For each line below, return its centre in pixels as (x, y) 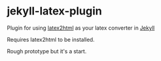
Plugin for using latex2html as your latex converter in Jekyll (81, 28)
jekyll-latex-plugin (54, 11)
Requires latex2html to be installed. (51, 39)
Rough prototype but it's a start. (47, 51)
